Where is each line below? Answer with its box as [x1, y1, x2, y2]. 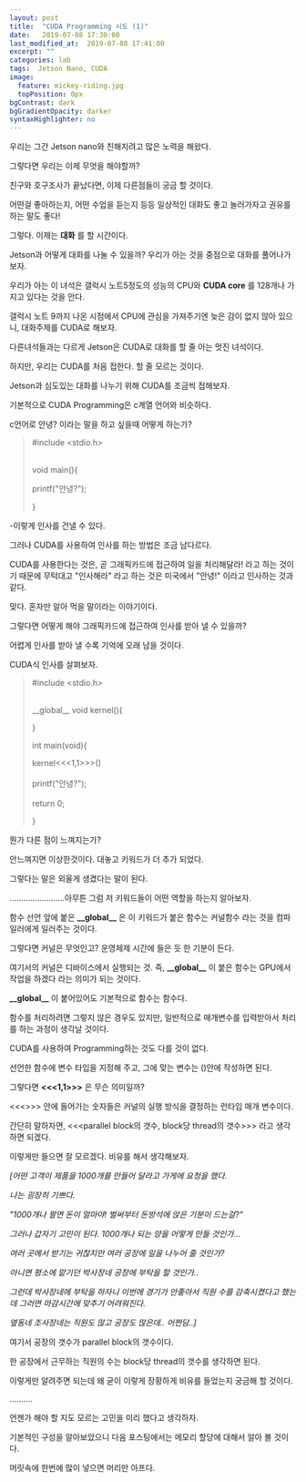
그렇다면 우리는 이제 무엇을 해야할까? [9, 160, 140, 171]
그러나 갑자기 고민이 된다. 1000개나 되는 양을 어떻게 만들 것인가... [9, 1229, 241, 1240]
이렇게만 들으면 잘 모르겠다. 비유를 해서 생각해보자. [9, 1151, 189, 1162]
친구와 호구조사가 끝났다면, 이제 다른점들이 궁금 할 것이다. [9, 179, 214, 191]
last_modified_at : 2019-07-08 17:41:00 [9, 38, 166, 48]
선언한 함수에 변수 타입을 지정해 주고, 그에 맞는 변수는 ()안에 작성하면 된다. [9, 1062, 272, 1073]
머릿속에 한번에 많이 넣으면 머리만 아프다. [9, 1463, 156, 1474]
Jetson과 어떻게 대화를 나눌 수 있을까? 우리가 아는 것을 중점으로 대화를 [9, 250, 260, 261]
